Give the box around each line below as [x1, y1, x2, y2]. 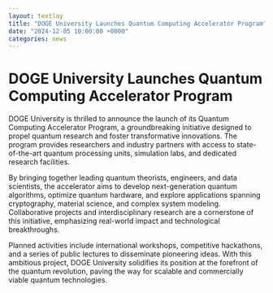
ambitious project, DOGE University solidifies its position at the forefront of [8, 258, 258, 268]
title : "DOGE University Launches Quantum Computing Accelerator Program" [8, 20, 267, 28]
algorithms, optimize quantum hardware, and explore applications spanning [8, 190, 262, 200]
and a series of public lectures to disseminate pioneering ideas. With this [8, 249, 252, 259]
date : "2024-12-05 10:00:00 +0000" [8, 27, 129, 35]
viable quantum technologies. [8, 275, 108, 285]
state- [236, 140, 257, 150]
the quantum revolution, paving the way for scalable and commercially [8, 266, 244, 277]
